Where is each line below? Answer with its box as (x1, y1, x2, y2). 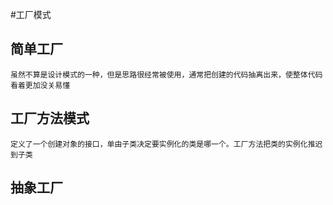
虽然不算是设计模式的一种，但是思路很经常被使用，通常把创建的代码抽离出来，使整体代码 (10, 69, 323, 80)
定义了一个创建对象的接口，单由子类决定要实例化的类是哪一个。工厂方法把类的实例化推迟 (10, 139, 323, 149)
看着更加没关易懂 (10, 80, 71, 90)
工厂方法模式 (10, 110, 90, 127)
